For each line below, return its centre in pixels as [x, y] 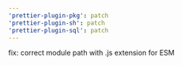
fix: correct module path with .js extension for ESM [91, 53]
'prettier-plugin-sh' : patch [57, 23]
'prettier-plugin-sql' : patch [59, 30]
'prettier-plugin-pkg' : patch [59, 15]
